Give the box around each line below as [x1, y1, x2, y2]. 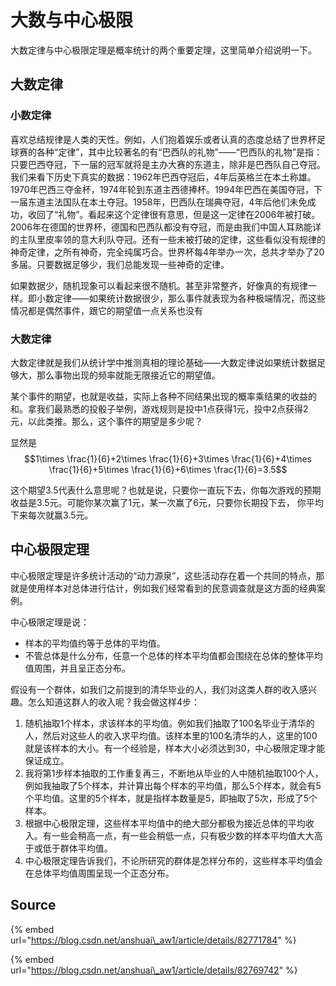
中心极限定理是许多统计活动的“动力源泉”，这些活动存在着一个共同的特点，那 [10, 569, 325, 581]
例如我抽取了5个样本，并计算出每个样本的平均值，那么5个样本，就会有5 [24, 779, 322, 791]
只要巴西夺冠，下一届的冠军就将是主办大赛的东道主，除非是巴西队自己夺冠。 [10, 158, 326, 170]
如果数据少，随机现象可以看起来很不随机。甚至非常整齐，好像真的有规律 [10, 279, 308, 291]
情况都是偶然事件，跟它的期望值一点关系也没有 [10, 304, 203, 316]
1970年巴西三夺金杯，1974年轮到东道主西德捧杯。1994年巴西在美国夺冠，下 [10, 183, 323, 195]
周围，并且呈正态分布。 [33, 662, 131, 674]
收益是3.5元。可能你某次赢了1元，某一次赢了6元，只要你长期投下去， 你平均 [10, 496, 324, 508]
